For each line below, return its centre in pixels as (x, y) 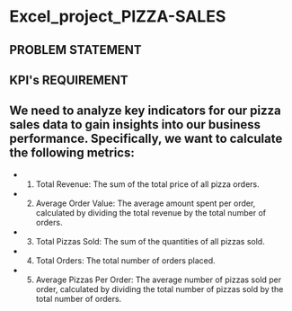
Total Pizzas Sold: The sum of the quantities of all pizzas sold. (150, 241)
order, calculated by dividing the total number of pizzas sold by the (159, 289)
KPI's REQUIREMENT (69, 80)
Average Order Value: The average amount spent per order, (146, 203)
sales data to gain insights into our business (135, 124)
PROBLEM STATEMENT (75, 50)
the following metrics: (72, 153)
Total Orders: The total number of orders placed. (125, 260)
